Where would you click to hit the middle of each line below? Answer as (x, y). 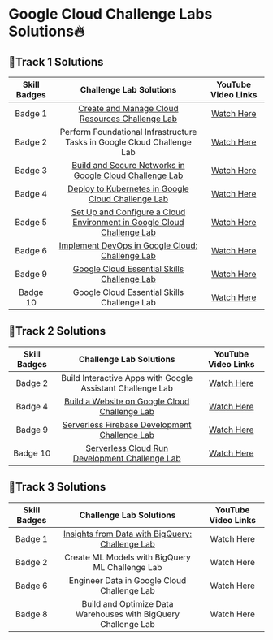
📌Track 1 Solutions (56, 62)
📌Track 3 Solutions (57, 487)
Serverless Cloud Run (127, 448)
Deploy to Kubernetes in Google (128, 189)
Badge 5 (31, 222)
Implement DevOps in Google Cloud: (128, 246)
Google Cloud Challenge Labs (110, 14)
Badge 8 (31, 614)
